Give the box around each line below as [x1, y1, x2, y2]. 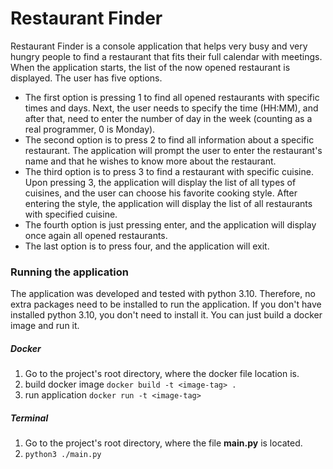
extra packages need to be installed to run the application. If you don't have [10, 298, 322, 311]
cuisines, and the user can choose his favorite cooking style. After [24, 187, 298, 199]
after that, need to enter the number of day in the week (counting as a [24, 112, 313, 124]
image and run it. [10, 320, 80, 332]
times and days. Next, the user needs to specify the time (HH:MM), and [24, 102, 319, 114]
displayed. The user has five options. [10, 72, 163, 84]
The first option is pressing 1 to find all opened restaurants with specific [24, 91, 320, 103]
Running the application [10, 265, 129, 279]
